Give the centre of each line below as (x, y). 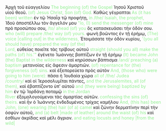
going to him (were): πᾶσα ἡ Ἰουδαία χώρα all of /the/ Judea (67, 76)
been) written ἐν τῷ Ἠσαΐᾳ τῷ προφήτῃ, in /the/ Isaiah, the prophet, (75, 18)
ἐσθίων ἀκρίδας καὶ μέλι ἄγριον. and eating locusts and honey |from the (80, 118)
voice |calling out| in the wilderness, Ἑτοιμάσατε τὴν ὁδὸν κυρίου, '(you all (82, 39)
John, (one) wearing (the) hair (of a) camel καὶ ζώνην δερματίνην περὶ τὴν (82, 107)
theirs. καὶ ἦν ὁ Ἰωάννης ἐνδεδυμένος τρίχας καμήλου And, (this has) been (83, 102)
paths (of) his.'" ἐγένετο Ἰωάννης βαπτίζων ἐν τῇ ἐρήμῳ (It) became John (82, 55)
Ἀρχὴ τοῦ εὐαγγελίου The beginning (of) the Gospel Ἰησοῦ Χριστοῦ (75, 7)
